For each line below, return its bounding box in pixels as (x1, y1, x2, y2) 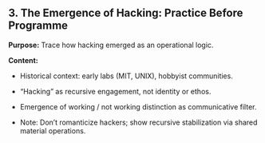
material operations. (19, 125, 86, 135)
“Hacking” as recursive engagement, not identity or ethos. (19, 86, 212, 96)
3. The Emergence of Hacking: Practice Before (8, 6, 243, 20)
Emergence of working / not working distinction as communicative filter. (19, 101, 257, 111)
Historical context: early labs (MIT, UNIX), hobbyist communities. (19, 71, 233, 81)
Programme (8, 19, 69, 33)
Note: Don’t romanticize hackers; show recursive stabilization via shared (19, 117, 258, 127)
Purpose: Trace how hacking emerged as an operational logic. (8, 40, 214, 50)
